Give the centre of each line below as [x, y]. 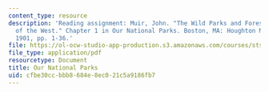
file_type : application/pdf [55, 53]
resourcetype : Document [48, 61]
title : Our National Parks [53, 68]
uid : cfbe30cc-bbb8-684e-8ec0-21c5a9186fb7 [82, 75]
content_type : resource [48, 16]
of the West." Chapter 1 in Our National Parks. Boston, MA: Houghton [136, 30]
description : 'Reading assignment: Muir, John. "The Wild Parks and [125, 23]
